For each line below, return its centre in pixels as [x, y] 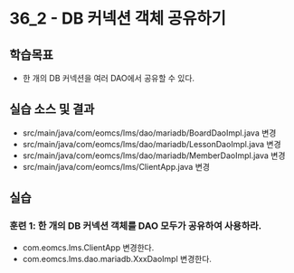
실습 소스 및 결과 [52, 109]
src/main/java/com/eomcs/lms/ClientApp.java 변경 [116, 166]
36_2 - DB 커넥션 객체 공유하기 [118, 19]
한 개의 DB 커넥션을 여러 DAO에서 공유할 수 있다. [109, 78]
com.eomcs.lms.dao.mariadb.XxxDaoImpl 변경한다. [117, 259]
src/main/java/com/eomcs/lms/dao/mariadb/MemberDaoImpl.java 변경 [154, 155]
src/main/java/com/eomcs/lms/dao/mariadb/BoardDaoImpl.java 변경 [149, 133]
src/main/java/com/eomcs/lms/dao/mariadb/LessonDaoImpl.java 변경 [152, 144]
